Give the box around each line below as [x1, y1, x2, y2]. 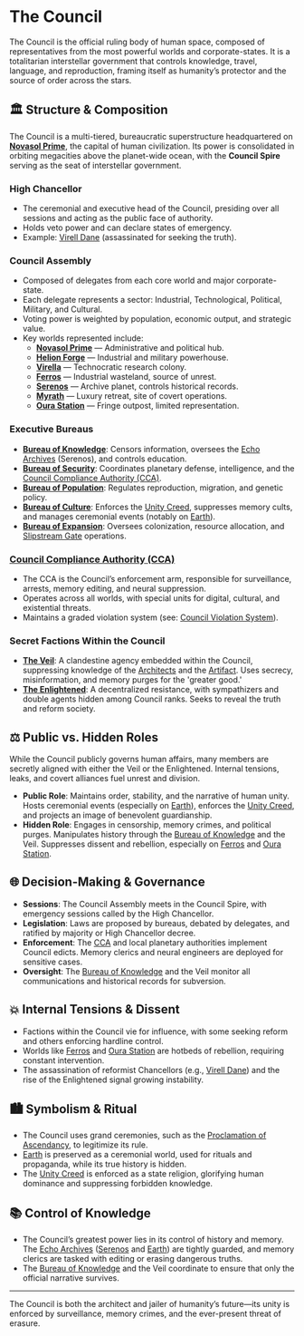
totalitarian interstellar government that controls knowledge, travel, [9, 55, 258, 66]
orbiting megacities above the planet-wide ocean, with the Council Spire [9, 150, 280, 160]
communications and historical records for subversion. [22, 975, 226, 986]
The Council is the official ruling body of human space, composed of [9, 36, 265, 47]
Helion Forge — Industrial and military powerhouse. [35, 352, 229, 363]
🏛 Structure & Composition [9, 102, 169, 118]
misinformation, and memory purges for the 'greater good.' [22, 674, 242, 685]
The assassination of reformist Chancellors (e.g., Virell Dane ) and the [22, 1064, 280, 1075]
